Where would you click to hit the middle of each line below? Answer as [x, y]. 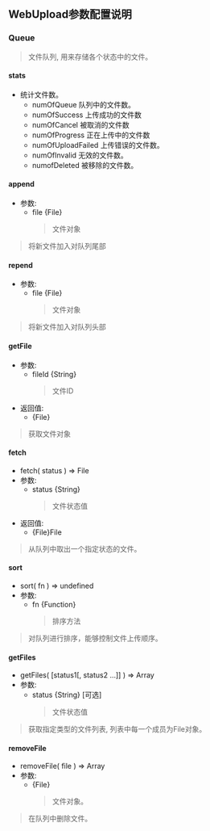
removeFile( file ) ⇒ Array [62, 766]
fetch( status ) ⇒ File [55, 470]
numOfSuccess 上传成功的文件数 [87, 115]
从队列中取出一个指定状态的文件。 [84, 548]
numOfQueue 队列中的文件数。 [83, 104]
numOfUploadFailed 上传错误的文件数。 [98, 145]
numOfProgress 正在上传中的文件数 [91, 135]
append [21, 184]
